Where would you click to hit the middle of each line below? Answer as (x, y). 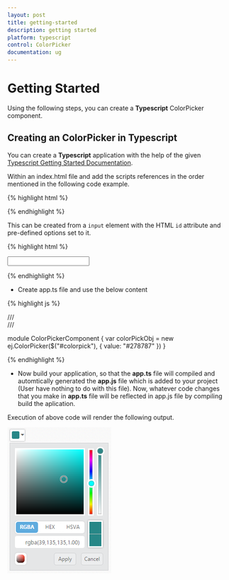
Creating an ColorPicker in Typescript (92, 138)
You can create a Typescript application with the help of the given (104, 155)
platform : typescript (39, 38)
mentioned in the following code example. (68, 184)
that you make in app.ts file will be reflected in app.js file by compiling (120, 396)
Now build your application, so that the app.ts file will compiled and (116, 373)
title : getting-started (43, 22)
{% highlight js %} (34, 303)
